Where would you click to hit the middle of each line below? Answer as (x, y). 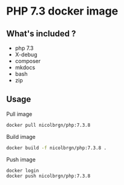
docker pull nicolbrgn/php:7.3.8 (48, 125)
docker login (23, 170)
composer (28, 61)
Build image (21, 136)
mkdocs (25, 67)
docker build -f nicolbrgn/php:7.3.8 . (57, 148)
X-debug (26, 55)
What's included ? (41, 34)
